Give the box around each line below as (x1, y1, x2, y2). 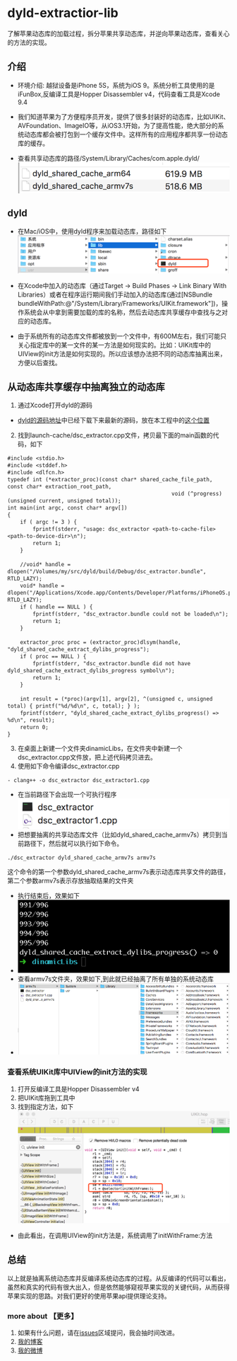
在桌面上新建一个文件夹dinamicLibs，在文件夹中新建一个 (17, 745, 183, 753)
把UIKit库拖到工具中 (17, 1093, 75, 1102)
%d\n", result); (7, 717, 55, 724)
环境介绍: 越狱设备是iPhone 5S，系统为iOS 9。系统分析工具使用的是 (17, 81, 215, 89)
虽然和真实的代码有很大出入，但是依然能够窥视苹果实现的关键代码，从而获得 (7, 1282, 230, 1291)
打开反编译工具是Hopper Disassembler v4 (17, 1084, 140, 1093)
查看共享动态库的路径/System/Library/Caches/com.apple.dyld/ (17, 154, 200, 162)
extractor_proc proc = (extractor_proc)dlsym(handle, (20, 639, 181, 646)
